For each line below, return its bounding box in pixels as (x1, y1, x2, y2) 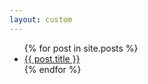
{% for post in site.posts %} (23, 42, 139, 54)
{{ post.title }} (23, 52, 81, 65)
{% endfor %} (23, 63, 82, 75)
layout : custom (9, 14, 73, 25)
